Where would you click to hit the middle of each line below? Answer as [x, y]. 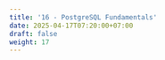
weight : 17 [29, 42]
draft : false [33, 34]
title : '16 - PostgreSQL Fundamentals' [83, 17]
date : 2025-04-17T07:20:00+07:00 [71, 26]
